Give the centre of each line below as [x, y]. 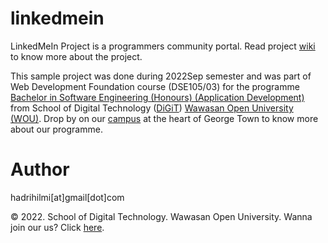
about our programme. [56, 129]
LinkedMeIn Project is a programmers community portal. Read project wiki [163, 46]
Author [40, 169]
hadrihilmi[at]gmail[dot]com [67, 197]
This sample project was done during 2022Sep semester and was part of [161, 76]
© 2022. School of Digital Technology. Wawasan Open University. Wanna [161, 216]
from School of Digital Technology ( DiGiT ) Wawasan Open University [152, 108]
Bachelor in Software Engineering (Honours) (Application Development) [157, 97]
